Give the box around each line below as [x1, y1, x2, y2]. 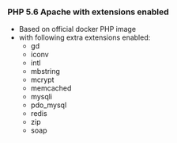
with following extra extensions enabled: [18, 33, 151, 42]
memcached [30, 83, 72, 93]
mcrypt [30, 75, 55, 85]
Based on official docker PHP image [18, 25, 136, 34]
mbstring [30, 67, 61, 76]
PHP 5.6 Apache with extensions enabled [7, 6, 169, 17]
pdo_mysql [30, 100, 67, 110]
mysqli [30, 92, 53, 102]
